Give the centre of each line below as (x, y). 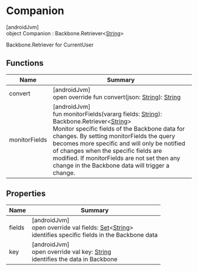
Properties (26, 194)
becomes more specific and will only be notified (119, 143)
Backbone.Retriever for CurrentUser (50, 45)
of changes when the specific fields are (107, 150)
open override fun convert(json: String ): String (117, 97)
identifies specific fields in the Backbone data (95, 235)
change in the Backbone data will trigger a (111, 165)
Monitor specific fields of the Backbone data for (119, 129)
